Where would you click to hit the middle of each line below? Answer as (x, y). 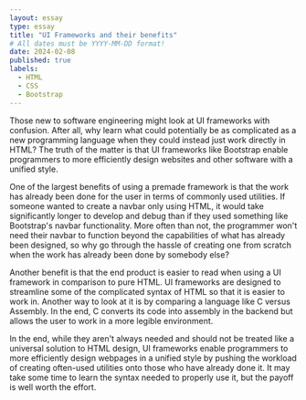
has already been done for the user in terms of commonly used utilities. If (148, 196)
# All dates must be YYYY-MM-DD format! (88, 43)
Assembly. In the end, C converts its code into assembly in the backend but (152, 311)
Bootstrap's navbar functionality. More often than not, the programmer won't (153, 226)
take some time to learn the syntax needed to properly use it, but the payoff (152, 377)
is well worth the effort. (53, 387)
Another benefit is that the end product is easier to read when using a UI (145, 272)
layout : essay (37, 18)
